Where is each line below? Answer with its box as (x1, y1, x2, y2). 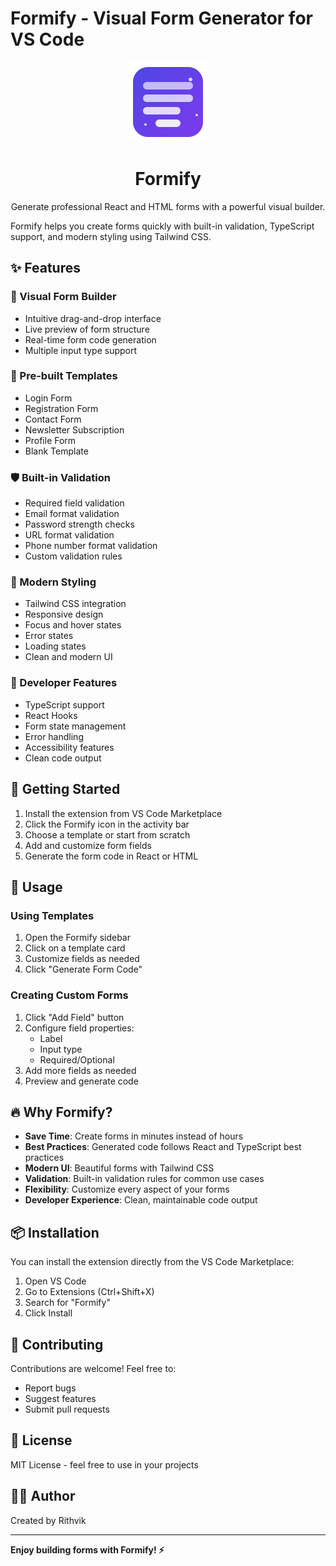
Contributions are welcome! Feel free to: (10, 1362, 177, 1374)
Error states (24, 630, 74, 642)
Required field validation (24, 497, 125, 509)
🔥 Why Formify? (10, 1103, 113, 1121)
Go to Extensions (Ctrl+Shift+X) (24, 1286, 155, 1298)
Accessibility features (24, 741, 115, 753)
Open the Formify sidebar (24, 932, 131, 944)
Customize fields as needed (24, 953, 140, 965)
